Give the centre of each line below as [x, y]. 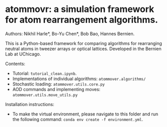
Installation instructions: [30, 104]
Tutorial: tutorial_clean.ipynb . [44, 73]
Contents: [15, 63]
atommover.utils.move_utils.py [45, 95]
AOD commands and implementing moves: [56, 89]
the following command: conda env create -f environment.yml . [78, 119]
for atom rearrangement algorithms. [82, 20]
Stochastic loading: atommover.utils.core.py [58, 84]
